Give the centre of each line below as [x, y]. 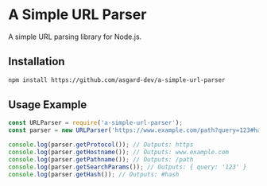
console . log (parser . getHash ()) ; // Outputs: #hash [94, 174]
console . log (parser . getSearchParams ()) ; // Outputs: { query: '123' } [128, 167]
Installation [37, 62]
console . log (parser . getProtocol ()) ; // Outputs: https [101, 145]
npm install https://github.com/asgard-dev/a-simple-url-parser [117, 80]
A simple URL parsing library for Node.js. [75, 37]
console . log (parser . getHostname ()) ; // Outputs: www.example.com [118, 153]
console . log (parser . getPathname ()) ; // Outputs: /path [101, 159]
